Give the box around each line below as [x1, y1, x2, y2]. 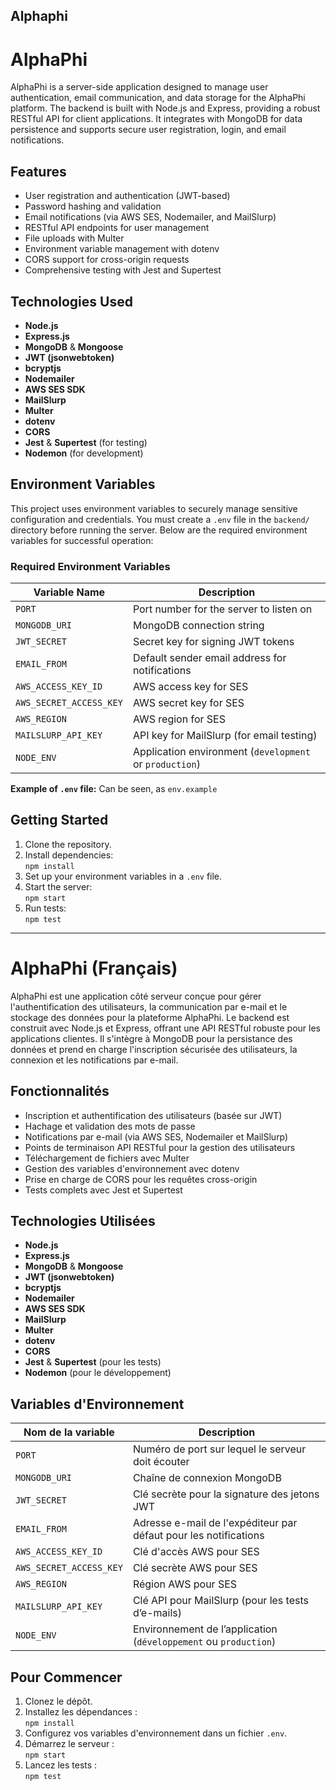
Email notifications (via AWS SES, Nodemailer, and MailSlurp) [24, 211, 277, 223]
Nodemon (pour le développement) [24, 1367, 172, 1379]
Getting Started [10, 812, 109, 829]
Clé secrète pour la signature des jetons [132, 1487, 320, 1501]
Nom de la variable [23, 1425, 115, 1439]
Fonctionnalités [10, 1083, 110, 1100]
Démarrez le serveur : [24, 1738, 115, 1750]
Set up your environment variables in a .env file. [24, 870, 223, 882]
